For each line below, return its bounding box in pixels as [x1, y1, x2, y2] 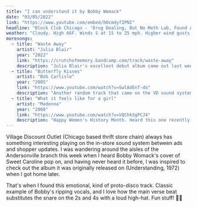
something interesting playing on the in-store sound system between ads [6, 140, 183, 147]
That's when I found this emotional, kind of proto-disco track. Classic [6, 182, 173, 189]
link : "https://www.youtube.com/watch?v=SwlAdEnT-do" [16, 85, 151, 91]
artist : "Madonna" [16, 101, 62, 107]
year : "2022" [16, 52, 49, 58]
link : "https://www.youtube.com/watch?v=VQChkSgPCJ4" [16, 112, 151, 118]
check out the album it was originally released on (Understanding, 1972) [6, 164, 180, 171]
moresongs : [6, 36, 33, 42]
